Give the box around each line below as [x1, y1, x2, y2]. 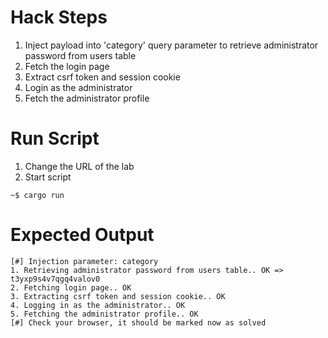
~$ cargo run [10, 190, 65, 200]
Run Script [10, 127, 100, 150]
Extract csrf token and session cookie [24, 71, 181, 83]
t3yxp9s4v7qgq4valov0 [10, 274, 101, 284]
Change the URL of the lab [24, 160, 135, 172]
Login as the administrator [24, 81, 133, 93]
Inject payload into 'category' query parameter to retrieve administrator [24, 39, 319, 51]
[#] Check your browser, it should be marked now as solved [10, 317, 267, 328]
